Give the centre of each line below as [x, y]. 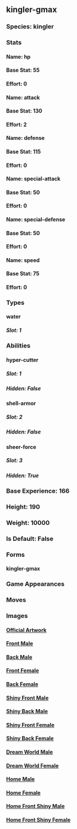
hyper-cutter [22, 360]
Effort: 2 [17, 125]
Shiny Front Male [28, 698]
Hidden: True [23, 475]
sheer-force [21, 447]
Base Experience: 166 [38, 491]
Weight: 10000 [28, 522]
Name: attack [23, 97]
